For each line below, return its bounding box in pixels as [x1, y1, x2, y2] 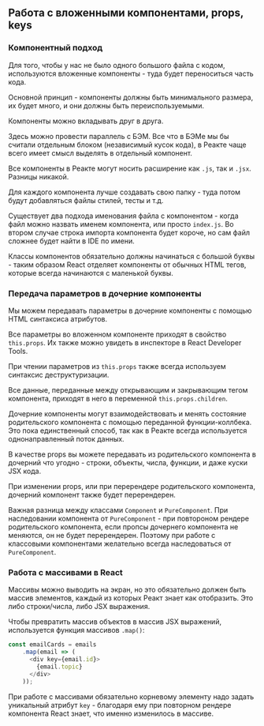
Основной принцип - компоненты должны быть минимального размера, [8, 92, 254, 102]
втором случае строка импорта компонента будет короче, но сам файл [8, 228, 251, 237]
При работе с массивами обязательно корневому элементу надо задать [8, 691, 255, 702]
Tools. [8, 346, 28, 355]
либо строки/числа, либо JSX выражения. [8, 602, 151, 611]
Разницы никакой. [8, 171, 69, 181]
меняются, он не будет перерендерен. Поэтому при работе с [8, 530, 216, 540]
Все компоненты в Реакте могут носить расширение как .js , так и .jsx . [8, 164, 252, 173]
